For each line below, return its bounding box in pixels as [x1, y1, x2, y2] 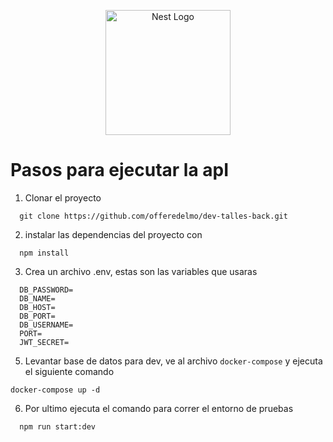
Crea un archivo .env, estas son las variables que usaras [24, 265, 258, 277]
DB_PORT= [19, 311, 56, 321]
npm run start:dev [19, 421, 97, 432]
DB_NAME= [19, 293, 56, 304]
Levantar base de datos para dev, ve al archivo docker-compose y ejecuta [24, 355, 323, 367]
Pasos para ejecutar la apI [10, 159, 230, 182]
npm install [19, 248, 70, 258]
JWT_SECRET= [19, 337, 70, 347]
